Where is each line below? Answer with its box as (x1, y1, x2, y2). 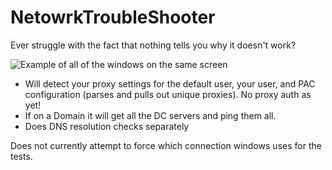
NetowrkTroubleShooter (10, 6, 216, 29)
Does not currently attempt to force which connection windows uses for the (10, 139, 322, 151)
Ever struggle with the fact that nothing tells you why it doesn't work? (10, 39, 297, 51)
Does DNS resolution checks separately (24, 120, 190, 132)
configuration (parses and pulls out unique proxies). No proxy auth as (24, 88, 312, 100)
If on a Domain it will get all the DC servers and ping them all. (24, 109, 277, 121)
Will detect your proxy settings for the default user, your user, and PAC (24, 77, 316, 90)
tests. (10, 150, 33, 162)
